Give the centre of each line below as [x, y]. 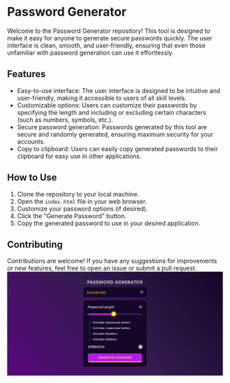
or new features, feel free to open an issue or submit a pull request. [102, 268]
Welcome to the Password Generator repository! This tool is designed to [109, 31]
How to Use [32, 177]
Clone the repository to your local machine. [78, 194]
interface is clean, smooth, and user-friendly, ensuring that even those [106, 45]
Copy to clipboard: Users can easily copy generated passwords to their [117, 148]
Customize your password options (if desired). [82, 209]
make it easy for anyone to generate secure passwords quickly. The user [110, 38]
